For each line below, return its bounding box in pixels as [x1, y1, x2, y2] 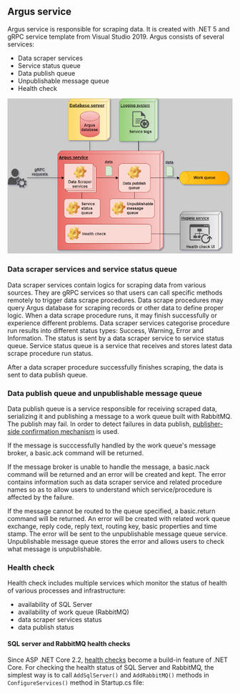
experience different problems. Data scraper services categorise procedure [7, 318, 230, 327]
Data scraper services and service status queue [7, 264, 177, 274]
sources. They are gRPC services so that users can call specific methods [7, 288, 223, 297]
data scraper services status [17, 615, 102, 624]
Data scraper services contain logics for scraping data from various [7, 280, 206, 289]
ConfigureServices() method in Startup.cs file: [7, 678, 144, 687]
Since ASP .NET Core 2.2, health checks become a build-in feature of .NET [7, 655, 229, 664]
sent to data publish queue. [7, 370, 88, 379]
